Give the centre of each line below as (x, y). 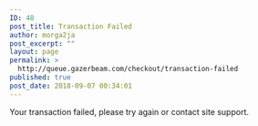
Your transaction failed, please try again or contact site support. (129, 111)
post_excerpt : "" (42, 43)
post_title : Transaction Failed (71, 26)
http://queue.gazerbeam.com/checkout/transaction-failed (128, 69)
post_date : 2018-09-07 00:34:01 (71, 86)
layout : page (34, 52)
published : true (40, 78)
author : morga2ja (42, 35)
